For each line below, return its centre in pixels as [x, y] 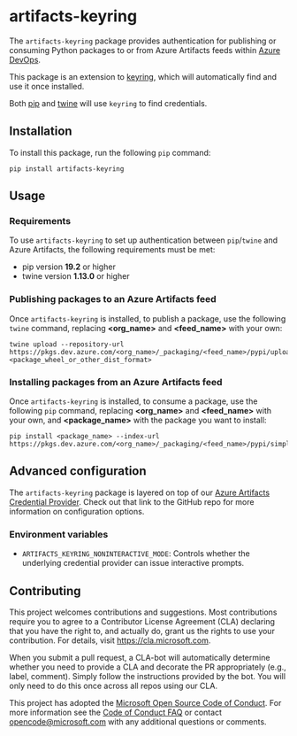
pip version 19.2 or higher [69, 267]
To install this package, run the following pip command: [110, 152]
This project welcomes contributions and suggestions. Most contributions [143, 612]
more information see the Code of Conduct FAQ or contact [116, 712]
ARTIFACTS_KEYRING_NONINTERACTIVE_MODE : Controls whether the [136, 554]
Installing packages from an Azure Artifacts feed [116, 382]
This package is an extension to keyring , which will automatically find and [143, 76]
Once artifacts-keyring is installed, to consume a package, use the [133, 401]
